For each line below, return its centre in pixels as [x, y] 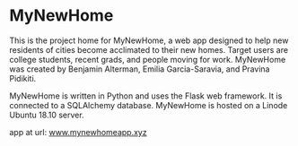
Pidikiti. [23, 78]
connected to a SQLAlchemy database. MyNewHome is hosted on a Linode [149, 105]
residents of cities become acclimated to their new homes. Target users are [149, 49]
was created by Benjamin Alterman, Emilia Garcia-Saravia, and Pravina [140, 69]
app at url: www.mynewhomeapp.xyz [78, 132]
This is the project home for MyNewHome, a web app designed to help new [149, 40]
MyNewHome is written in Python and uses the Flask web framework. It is [146, 96]
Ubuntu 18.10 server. [47, 115]
